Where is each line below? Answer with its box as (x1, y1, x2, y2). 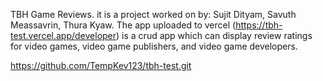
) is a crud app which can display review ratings (116, 30, 313, 41)
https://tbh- (235, 19, 283, 31)
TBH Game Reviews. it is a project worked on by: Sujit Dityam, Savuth (10, 9, 297, 20)
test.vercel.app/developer (10, 30, 117, 41)
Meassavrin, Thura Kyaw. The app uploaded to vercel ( (10, 19, 237, 31)
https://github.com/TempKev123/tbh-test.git (10, 60, 192, 71)
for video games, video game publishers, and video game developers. (10, 40, 298, 52)
